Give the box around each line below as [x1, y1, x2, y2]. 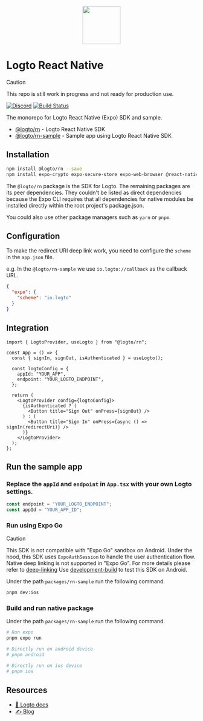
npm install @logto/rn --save [6, 166, 83, 172]
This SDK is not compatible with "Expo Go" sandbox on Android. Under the [6, 547, 193, 554]
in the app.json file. [6, 254, 54, 261]
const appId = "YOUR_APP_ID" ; [6, 507, 83, 513]
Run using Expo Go [6, 521, 63, 529]
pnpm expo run [6, 635, 42, 641]
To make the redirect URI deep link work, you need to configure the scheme [6, 247, 192, 254]
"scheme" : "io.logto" [17, 295, 71, 301]
